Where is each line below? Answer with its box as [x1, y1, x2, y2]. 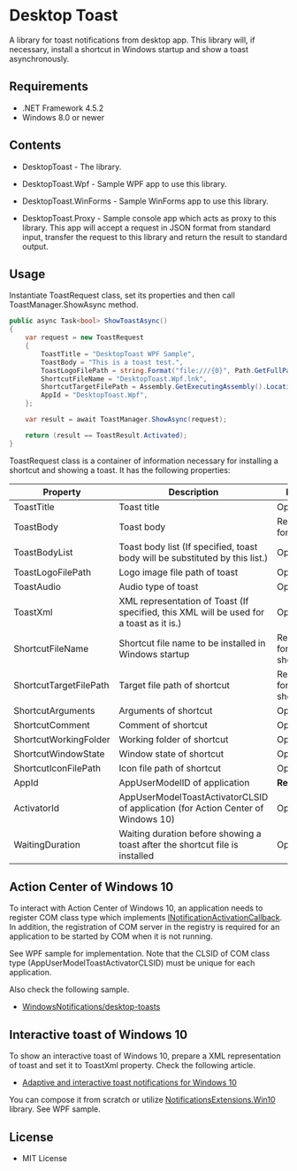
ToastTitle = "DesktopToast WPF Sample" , [41, 349, 196, 359]
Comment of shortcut [118, 718, 208, 731]
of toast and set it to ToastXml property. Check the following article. [9, 1060, 256, 1071]
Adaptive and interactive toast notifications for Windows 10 [21, 1077, 237, 1088]
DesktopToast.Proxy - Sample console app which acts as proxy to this [21, 213, 277, 223]
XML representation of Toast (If [118, 594, 249, 607]
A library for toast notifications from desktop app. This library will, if [9, 35, 255, 45]
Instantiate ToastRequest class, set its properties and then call [9, 290, 236, 301]
